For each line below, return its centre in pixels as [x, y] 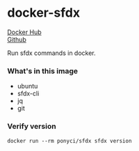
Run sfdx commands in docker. [51, 53]
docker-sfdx [44, 13]
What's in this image [43, 71]
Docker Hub [24, 32]
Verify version [32, 127]
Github [17, 39]
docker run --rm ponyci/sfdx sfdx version [69, 141]
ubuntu [27, 86]
